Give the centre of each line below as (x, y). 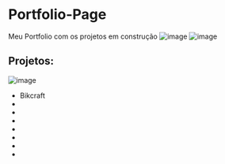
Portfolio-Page (57, 15)
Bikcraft (32, 95)
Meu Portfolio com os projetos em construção (83, 36)
